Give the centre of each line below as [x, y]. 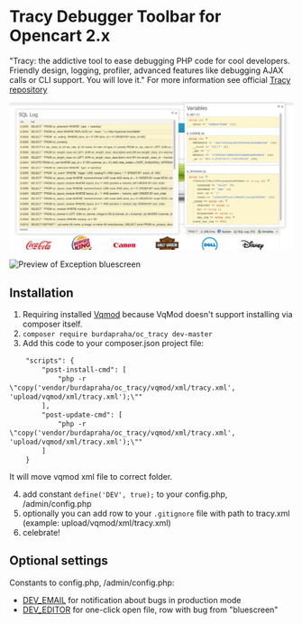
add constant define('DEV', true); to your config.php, [125, 494]
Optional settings [59, 561]
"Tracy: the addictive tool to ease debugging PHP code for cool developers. [150, 60]
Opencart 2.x [60, 36]
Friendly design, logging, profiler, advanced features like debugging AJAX [146, 70]
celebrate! [41, 533]
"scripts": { [50, 361]
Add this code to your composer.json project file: [113, 344]
